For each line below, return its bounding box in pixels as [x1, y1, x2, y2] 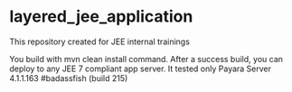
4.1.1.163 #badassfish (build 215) [9, 72, 128, 83]
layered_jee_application [9, 6, 193, 27]
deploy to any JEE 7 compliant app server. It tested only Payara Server [9, 63, 272, 74]
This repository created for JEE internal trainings [9, 36, 190, 47]
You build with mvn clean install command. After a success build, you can [9, 53, 283, 64]
